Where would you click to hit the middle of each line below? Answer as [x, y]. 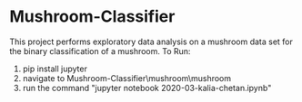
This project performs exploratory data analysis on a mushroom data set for [151, 42]
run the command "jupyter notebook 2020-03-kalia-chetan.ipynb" [147, 88]
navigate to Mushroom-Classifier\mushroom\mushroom [127, 78]
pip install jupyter [55, 69]
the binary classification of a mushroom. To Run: [100, 51]
